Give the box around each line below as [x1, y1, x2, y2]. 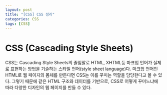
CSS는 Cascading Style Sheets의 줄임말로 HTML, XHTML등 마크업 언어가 [5, 60, 152, 66]
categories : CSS [5, 16, 39, 21]
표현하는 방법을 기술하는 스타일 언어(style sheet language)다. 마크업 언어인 [10, 66, 158, 72]
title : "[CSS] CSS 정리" [5, 12, 55, 17]
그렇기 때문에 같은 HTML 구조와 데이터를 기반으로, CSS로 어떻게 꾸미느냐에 [11, 78, 158, 85]
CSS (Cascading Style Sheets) [5, 43, 133, 54]
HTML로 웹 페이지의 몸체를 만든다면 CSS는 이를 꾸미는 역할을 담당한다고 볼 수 [5, 72, 157, 78]
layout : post [5, 7, 32, 12]
